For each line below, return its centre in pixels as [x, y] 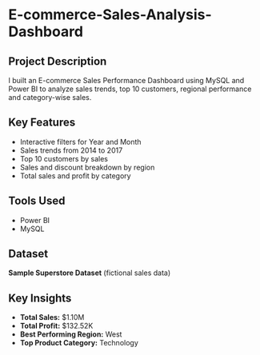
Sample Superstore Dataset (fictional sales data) [90, 273]
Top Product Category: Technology [79, 343]
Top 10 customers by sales [64, 158]
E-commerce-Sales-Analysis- [110, 15]
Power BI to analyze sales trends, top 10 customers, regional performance [130, 89]
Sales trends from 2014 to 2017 [71, 150]
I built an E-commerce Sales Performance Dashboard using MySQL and [126, 80]
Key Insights [40, 298]
